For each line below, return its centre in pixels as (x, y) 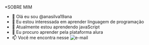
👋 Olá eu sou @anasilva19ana (42, 16)
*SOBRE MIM (19, 7)
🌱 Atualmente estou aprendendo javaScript (56, 27)
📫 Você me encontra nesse (40, 38)
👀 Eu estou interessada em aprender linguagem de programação (78, 22)
